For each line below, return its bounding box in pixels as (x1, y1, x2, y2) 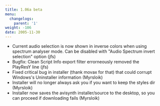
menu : (5, 12, 16, 17)
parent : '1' (14, 21, 38, 26)
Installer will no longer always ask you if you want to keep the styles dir (12, 80, 155, 85)
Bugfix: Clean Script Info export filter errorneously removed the (12, 59, 140, 64)
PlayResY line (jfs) (12, 64, 49, 70)
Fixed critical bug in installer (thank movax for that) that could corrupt (12, 69, 152, 75)
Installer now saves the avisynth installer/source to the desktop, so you (12, 90, 155, 96)
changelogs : (9, 16, 34, 21)
